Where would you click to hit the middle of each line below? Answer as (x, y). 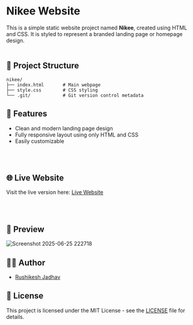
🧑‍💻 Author (26, 263)
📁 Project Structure (43, 66)
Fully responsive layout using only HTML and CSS (77, 135)
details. (15, 317)
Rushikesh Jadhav (38, 277)
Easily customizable (39, 141)
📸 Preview (25, 229)
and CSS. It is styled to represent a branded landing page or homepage (94, 34)
